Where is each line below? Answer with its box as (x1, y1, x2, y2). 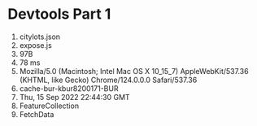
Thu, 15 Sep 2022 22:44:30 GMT (19, 92, 131, 102)
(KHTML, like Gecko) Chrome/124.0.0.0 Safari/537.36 (19, 75, 198, 85)
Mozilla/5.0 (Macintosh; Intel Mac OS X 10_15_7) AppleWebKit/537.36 (19, 66, 249, 76)
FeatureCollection (19, 101, 79, 111)
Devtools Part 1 (7, 5, 111, 24)
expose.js (19, 40, 52, 50)
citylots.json (19, 32, 61, 41)
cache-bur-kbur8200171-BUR (19, 83, 119, 93)
